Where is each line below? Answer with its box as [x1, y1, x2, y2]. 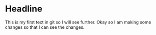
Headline [5, 3, 43, 14]
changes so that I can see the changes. [5, 24, 85, 30]
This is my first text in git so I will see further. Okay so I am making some [5, 19, 151, 25]
